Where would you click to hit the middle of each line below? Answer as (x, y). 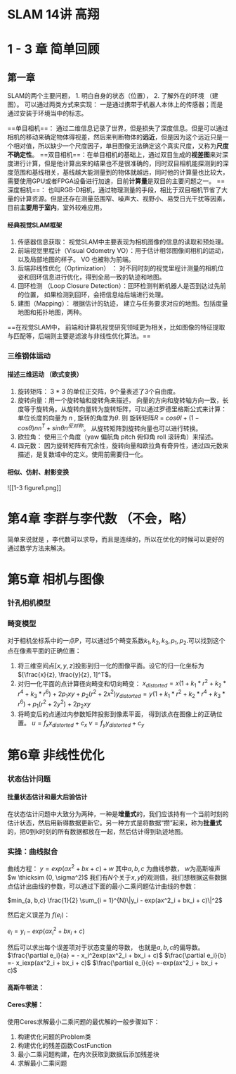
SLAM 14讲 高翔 (53, 14)
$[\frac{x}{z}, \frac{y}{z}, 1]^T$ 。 (66, 674)
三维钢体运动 (29, 356)
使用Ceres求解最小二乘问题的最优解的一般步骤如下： (84, 1021)
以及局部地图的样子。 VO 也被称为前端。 (76, 260)
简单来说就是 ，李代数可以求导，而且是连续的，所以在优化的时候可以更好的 (116, 539)
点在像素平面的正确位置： (44, 650)
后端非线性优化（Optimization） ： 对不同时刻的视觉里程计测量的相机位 (120, 268)
